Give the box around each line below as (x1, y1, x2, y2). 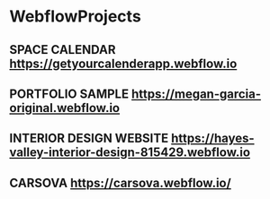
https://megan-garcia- (130, 86, 262, 101)
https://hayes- (170, 131, 255, 146)
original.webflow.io (9, 100, 120, 116)
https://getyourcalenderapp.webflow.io (9, 56, 238, 71)
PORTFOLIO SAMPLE (9, 86, 129, 101)
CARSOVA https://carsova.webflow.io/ (9, 175, 231, 190)
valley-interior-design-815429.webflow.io (9, 145, 250, 160)
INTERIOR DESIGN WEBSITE (9, 131, 169, 146)
